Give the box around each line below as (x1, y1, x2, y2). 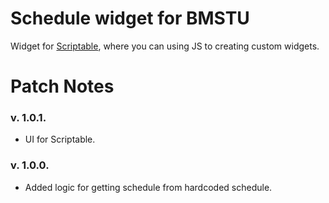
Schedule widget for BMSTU (10, 7, 250, 30)
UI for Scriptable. (24, 133, 96, 146)
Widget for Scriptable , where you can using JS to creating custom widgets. (10, 40, 320, 52)
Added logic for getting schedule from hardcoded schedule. (24, 181, 273, 193)
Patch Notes (10, 75, 115, 98)
